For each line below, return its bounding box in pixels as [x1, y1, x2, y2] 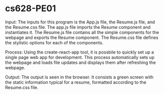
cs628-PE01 [5, 3, 56, 14]
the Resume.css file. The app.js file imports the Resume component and [5, 24, 151, 30]
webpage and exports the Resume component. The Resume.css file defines [5, 35, 159, 40]
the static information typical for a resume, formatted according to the [5, 79, 146, 85]
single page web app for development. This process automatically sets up [5, 54, 155, 60]
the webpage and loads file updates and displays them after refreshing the [5, 59, 156, 65]
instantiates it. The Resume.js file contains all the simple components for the [5, 29, 160, 35]
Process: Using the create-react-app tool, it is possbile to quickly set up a [5, 49, 154, 55]
